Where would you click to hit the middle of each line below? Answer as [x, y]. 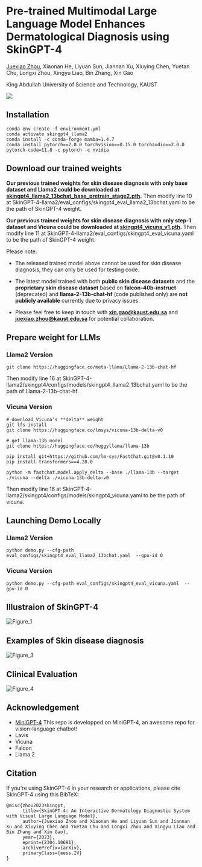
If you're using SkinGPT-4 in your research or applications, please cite [93, 788]
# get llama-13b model [35, 440]
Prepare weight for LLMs [53, 337]
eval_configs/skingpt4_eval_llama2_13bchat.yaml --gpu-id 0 [85, 556]
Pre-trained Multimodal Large [82, 11]
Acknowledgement [43, 708]
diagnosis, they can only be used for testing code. [77, 269]
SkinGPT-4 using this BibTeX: [43, 794]
